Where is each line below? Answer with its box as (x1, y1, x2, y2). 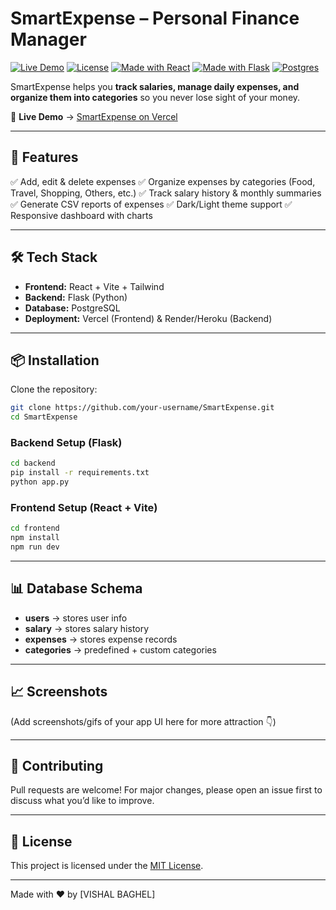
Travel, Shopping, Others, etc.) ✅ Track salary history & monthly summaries (10, 187, 322, 199)
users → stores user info (24, 612, 128, 624)
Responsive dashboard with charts (10, 209, 153, 221)
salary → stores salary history (24, 622, 150, 634)
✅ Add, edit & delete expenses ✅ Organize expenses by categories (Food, (10, 175, 316, 187)
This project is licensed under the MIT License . (10, 860, 204, 872)
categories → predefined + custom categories (24, 643, 217, 656)
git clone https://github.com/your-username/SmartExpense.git (10, 403, 275, 413)
